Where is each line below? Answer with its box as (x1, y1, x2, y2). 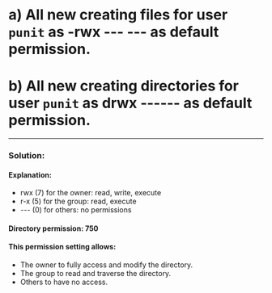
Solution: (8, 150, 45, 161)
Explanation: (8, 170, 53, 179)
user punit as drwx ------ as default (8, 94, 253, 112)
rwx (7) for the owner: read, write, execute (19, 188, 162, 198)
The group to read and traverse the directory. (19, 269, 172, 278)
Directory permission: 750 (8, 224, 99, 233)
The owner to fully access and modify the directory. (19, 260, 193, 270)
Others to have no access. (19, 277, 108, 287)
